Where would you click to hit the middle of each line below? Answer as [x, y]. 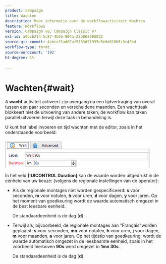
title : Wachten [21, 16]
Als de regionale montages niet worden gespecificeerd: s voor [76, 191]
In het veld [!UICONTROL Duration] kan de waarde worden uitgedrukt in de [82, 176]
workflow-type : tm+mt [28, 47]
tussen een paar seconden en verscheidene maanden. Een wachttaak [76, 107]
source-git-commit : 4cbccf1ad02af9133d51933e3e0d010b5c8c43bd [71, 42]
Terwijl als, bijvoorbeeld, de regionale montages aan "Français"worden [84, 225]
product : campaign [24, 10]
